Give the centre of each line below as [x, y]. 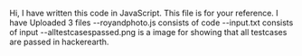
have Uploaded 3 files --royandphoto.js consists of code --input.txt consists [151, 23]
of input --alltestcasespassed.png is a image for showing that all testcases [148, 32]
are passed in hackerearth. [59, 42]
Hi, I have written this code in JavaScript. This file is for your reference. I [144, 13]
